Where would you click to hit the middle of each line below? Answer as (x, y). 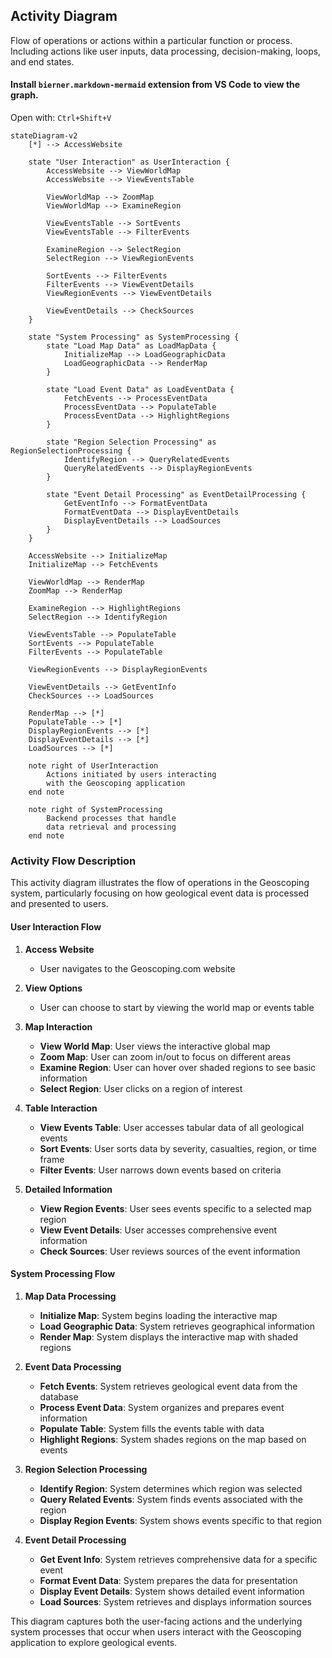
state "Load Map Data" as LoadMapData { (131, 346)
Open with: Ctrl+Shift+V (61, 118)
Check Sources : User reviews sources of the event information (170, 1251)
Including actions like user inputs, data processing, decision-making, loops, (166, 51)
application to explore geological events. (94, 1642)
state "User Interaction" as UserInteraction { (129, 162)
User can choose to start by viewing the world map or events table (177, 1007)
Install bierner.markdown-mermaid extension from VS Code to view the (155, 85)
